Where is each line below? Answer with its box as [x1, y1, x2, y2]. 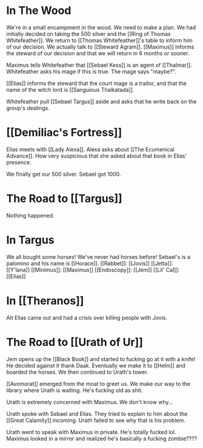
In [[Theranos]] [6, 294, 84, 308]
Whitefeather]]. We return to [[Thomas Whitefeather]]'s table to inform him [6, 36, 193, 44]
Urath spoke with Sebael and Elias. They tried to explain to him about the [6, 410, 188, 417]
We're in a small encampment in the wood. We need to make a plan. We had [6, 24, 196, 31]
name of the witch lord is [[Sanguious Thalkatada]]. [6, 86, 135, 93]
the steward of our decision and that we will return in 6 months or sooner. [6, 49, 190, 57]
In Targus [6, 233, 55, 247]
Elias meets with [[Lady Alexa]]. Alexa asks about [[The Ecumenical [6, 145, 175, 153]
